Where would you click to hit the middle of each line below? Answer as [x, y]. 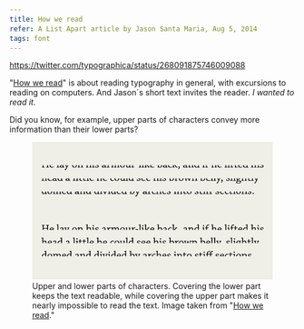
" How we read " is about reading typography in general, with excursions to [148, 83]
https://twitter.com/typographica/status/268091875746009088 [127, 65]
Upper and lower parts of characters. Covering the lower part [147, 286]
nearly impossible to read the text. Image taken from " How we [148, 305]
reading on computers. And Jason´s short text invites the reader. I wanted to [152, 93]
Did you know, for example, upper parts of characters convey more [135, 120]
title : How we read [46, 19]
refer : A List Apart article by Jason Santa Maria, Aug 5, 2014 [133, 29]
